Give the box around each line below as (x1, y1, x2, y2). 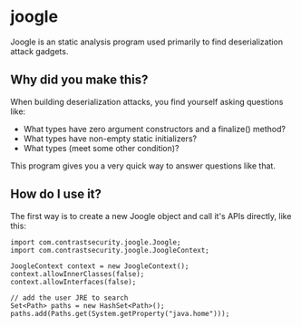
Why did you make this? (10, 72, 149, 88)
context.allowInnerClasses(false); (10, 269, 145, 278)
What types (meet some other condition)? (23, 142, 180, 153)
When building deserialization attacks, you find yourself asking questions (10, 96, 284, 107)
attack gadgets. (10, 45, 69, 56)
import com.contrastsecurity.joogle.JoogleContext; (10, 245, 209, 255)
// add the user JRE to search (10, 293, 129, 303)
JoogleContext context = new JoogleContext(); (10, 261, 189, 271)
